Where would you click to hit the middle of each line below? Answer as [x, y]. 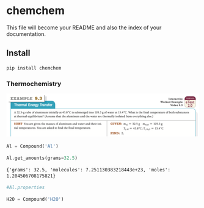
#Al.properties [26, 187]
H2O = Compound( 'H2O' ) [35, 199]
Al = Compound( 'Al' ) [33, 146]
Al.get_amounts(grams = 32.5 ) [42, 158]
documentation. [26, 34]
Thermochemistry [34, 84]
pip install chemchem [34, 68]
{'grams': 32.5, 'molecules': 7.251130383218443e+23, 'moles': [89, 170]
